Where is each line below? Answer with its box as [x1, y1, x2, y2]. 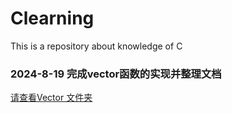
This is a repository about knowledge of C [10, 40, 183, 52]
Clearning [10, 7, 95, 30]
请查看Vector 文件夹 [10, 92, 93, 104]
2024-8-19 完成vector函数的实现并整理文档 [10, 67, 222, 81]
